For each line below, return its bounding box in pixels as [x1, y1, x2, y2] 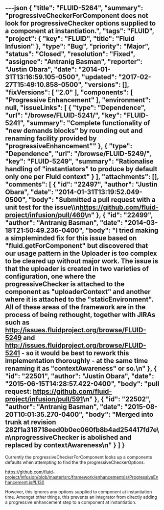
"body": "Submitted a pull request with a [28, 196, 156, 204]
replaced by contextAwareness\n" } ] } [5, 441, 125, 450]
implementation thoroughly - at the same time [5, 357, 148, 365]
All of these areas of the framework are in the [5, 303, 146, 311]
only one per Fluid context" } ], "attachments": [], [5, 173, 159, 181]
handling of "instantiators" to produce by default [5, 165, 158, 173]
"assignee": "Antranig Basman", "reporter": [5, 57, 143, 66]
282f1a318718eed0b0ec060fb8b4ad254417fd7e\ [5, 426, 159, 434]
